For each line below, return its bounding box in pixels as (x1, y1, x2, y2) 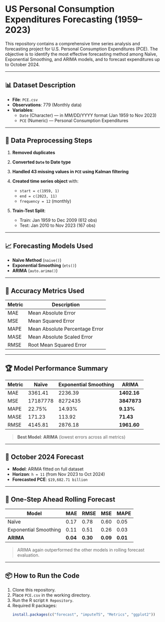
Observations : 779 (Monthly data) (12, 102, 82, 108)
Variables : (12, 107, 34, 113)
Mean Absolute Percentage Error (27, 326, 104, 333)
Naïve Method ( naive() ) (12, 257, 62, 263)
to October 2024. (5, 62, 40, 67)
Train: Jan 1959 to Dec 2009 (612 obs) (19, 217, 97, 223)
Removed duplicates (12, 149, 55, 155)
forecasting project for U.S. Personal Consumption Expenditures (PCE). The (5, 46, 158, 52)
